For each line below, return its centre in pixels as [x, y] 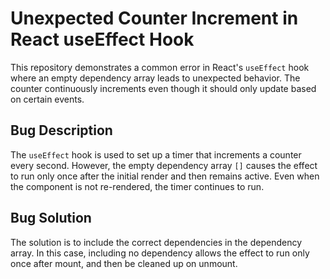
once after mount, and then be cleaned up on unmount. [124, 263]
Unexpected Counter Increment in [154, 18]
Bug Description [61, 130]
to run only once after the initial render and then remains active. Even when [165, 176]
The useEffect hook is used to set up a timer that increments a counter [156, 154]
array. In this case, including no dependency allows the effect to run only [160, 253]
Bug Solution [51, 218]
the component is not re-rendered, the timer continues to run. [137, 186]
